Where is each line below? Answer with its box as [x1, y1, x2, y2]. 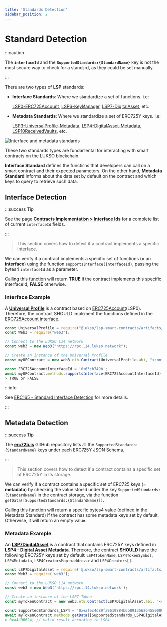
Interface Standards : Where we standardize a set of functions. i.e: [12, 94, 149, 100]
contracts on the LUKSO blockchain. [5, 153, 80, 159]
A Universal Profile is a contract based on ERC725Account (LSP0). [5, 305, 142, 311]
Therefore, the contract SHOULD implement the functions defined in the [5, 310, 153, 316]
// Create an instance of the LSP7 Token [5, 594, 92, 600]
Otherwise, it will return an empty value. [5, 518, 87, 524]
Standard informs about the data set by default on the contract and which [5, 173, 157, 179]
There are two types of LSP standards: [5, 84, 84, 90]
